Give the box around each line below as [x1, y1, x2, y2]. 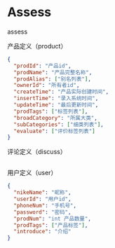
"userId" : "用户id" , [13, 195, 72, 203]
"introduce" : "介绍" [13, 228, 72, 235]
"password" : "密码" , [13, 208, 72, 216]
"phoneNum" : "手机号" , [13, 202, 77, 209]
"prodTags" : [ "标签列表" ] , [13, 108, 88, 115]
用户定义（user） [7, 169, 57, 177]
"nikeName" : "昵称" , [13, 189, 72, 196]
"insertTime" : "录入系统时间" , [13, 95, 99, 102]
